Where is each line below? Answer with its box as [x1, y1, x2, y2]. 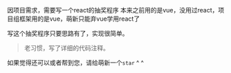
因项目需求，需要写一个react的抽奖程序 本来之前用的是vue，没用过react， [7, 6, 219, 14]
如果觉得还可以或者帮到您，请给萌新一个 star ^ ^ [7, 59, 144, 67]
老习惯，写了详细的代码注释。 [24, 44, 109, 52]
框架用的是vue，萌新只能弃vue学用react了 [19, 14, 140, 23]
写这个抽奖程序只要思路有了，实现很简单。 [7, 30, 129, 37]
